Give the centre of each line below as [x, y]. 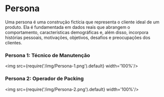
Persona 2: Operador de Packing [45, 78]
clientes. [14, 42]
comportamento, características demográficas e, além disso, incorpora [77, 32]
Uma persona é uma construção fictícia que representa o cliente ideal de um [82, 22]
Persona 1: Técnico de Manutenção [48, 55]
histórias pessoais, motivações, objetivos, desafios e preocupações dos [78, 38]
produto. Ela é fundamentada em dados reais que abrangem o [68, 27]
